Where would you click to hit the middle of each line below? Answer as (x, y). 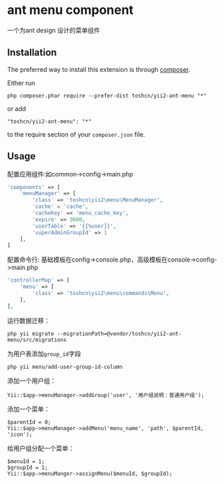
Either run (21, 83)
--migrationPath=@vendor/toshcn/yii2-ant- (119, 333)
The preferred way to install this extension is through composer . (99, 69)
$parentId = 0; (29, 422)
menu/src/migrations (37, 340)
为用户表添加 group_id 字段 (44, 354)
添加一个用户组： (32, 380)
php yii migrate (31, 333)
